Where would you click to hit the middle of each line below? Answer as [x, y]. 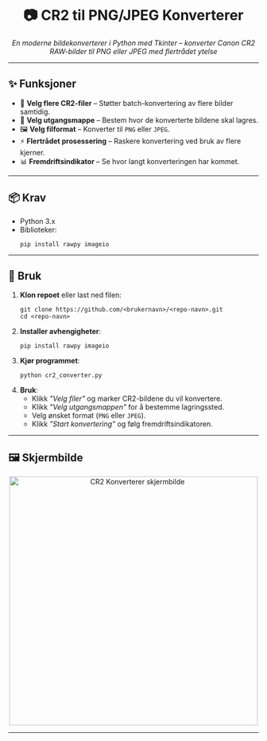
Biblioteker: [38, 229]
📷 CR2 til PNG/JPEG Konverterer [133, 16]
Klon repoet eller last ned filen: [70, 295]
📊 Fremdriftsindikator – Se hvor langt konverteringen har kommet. [130, 161]
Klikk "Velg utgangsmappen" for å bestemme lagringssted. [128, 407]
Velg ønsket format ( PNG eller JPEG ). [89, 416]
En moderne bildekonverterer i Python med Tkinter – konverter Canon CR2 [133, 43]
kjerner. [32, 152]
